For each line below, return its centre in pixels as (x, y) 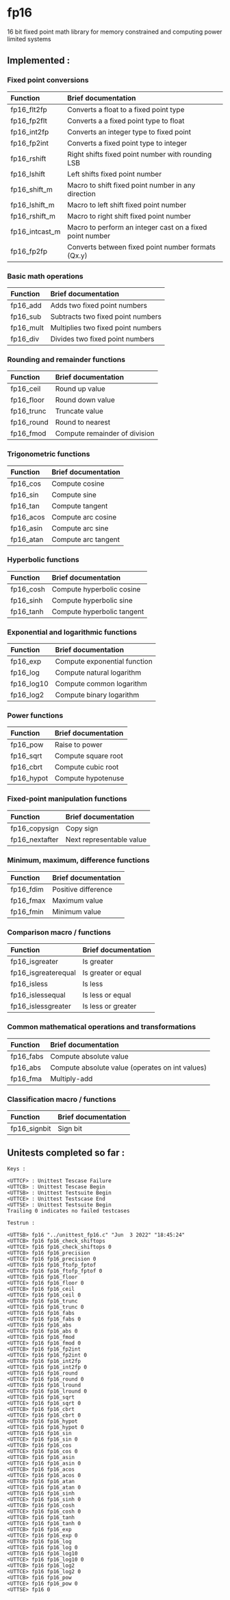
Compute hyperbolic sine (92, 600)
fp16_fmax (28, 900)
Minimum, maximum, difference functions (78, 860)
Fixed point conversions (48, 80)
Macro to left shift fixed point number (127, 205)
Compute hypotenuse (89, 778)
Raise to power (78, 745)
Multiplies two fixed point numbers (106, 328)
